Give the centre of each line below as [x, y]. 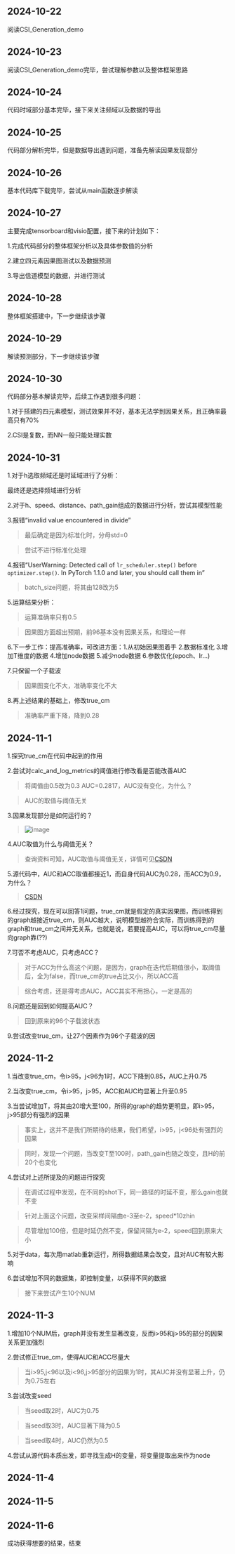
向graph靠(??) [27, 937]
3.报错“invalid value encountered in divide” [69, 520]
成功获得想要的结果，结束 [44, 1543]
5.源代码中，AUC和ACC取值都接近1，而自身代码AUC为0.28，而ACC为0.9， [116, 874]
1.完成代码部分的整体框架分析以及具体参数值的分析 [80, 246]
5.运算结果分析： [32, 602]
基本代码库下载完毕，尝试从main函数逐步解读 [73, 191]
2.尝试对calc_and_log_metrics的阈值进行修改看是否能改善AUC [97, 770]
